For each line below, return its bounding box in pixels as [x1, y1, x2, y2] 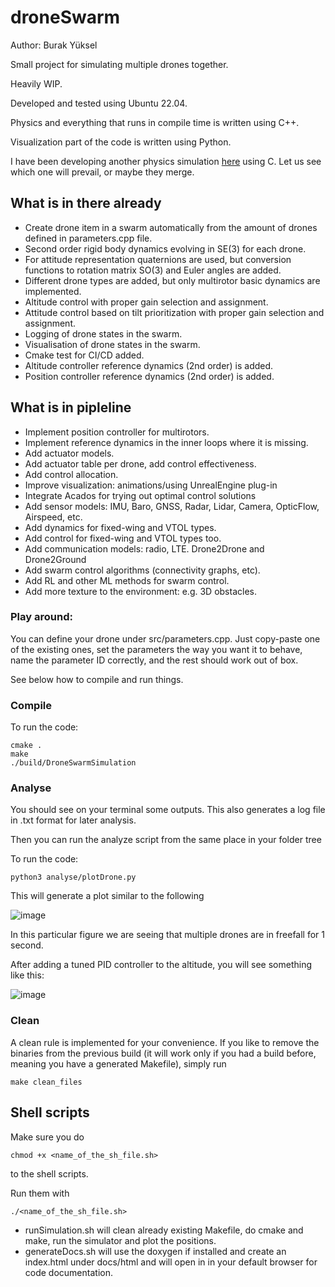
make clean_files [10, 1077, 83, 1087]
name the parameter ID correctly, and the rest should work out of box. [10, 654, 299, 666]
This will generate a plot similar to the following [10, 890, 205, 902]
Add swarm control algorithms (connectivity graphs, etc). [24, 564, 261, 576]
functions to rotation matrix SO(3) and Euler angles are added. [24, 264, 282, 276]
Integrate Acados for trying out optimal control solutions [24, 489, 257, 501]
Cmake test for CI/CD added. [24, 349, 145, 361]
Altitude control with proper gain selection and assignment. [24, 296, 269, 308]
